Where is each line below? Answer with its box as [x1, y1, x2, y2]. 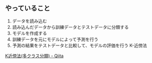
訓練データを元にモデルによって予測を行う [12, 36, 98, 42]
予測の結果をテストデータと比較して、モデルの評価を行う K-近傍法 [12, 42, 147, 48]
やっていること [5, 4, 50, 13]
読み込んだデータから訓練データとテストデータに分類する [12, 24, 129, 30]
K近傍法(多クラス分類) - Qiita [5, 53, 64, 59]
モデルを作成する [12, 30, 47, 36]
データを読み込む [12, 18, 47, 24]
